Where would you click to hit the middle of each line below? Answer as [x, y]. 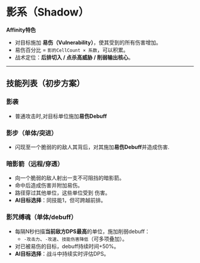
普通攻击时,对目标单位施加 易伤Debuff [61, 116]
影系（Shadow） [48, 12]
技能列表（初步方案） [45, 84]
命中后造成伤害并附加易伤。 [49, 186]
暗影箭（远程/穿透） [35, 164]
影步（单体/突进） [32, 133]
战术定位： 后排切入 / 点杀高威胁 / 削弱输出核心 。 [74, 57]
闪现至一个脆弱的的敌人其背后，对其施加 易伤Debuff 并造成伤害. [92, 147]
